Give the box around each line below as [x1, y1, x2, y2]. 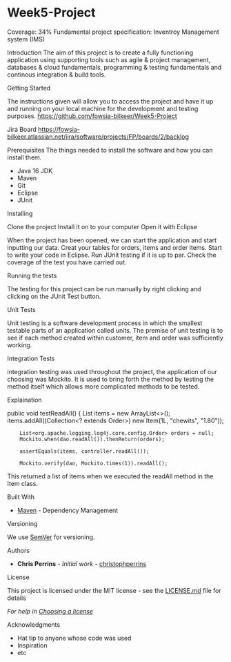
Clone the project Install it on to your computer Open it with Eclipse [7, 222, 198, 231]
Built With [7, 492, 34, 501]
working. [7, 340, 32, 349]
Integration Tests [7, 354, 55, 362]
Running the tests [7, 271, 57, 280]
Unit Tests [7, 305, 36, 313]
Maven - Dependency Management [17, 506, 119, 514]
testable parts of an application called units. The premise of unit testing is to [7, 326, 223, 334]
